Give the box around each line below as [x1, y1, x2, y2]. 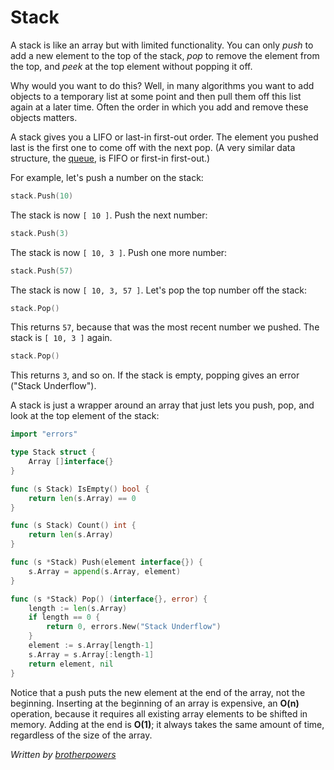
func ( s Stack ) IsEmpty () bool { [10, 484, 150, 494]
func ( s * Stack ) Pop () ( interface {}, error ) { [10, 594, 208, 604]
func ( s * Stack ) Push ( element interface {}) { [10, 557, 203, 568]
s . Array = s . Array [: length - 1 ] [28, 649, 155, 660]
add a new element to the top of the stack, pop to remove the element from [10, 49, 320, 61]
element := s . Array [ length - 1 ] [28, 641, 155, 651]
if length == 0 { [28, 612, 101, 623]
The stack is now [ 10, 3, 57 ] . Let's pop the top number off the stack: [10, 284, 307, 296]
